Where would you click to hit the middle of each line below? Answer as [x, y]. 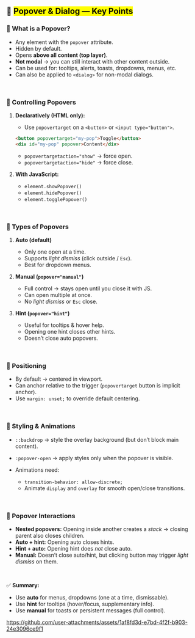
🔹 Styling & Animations [41, 427]
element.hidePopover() [53, 193]
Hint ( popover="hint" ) [42, 313]
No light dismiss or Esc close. [61, 302]
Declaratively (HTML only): [50, 115]
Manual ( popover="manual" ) [49, 277]
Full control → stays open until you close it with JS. [88, 288]
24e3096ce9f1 [25, 629]
